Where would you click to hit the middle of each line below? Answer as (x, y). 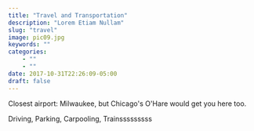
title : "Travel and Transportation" (68, 15)
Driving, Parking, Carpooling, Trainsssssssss (80, 118)
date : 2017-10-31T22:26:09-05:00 (63, 74)
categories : (27, 52)
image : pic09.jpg (36, 37)
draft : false (29, 81)
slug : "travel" (33, 30)
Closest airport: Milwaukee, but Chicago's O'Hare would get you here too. (127, 104)
